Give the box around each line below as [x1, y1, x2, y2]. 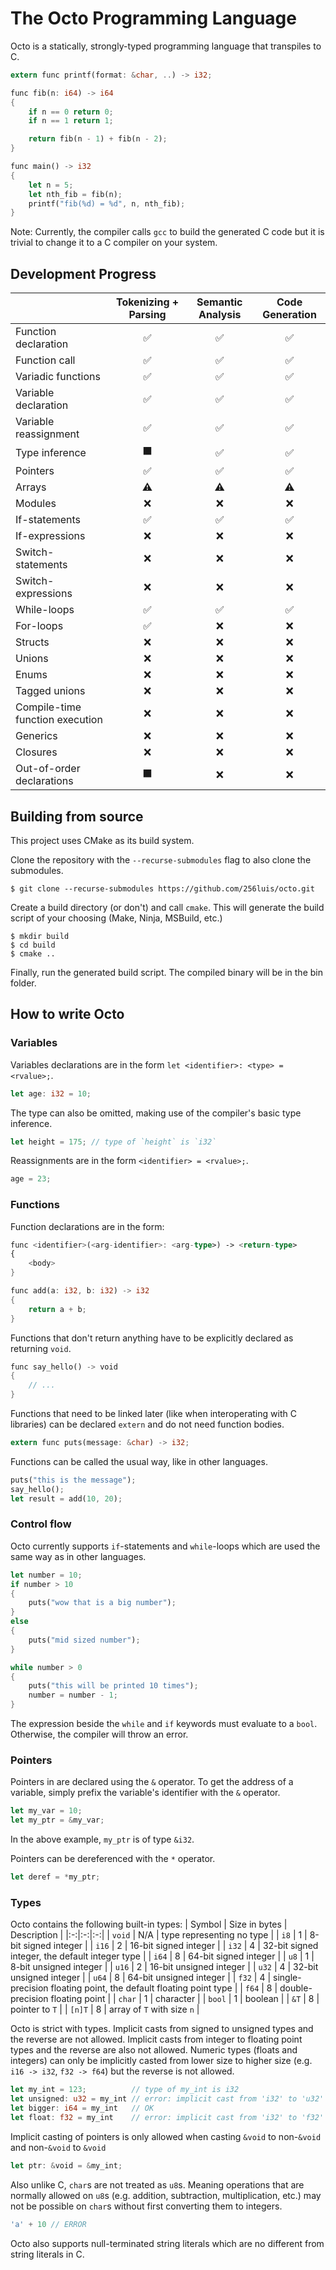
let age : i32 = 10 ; [10, 1088, 92, 1099]
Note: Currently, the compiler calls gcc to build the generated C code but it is [10, 226, 325, 238]
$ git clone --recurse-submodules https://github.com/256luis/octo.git [10, 883, 315, 894]
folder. [10, 977, 37, 989]
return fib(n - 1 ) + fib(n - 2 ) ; [28, 134, 168, 144]
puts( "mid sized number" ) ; [28, 1635, 141, 1645]
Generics [15, 729, 58, 743]
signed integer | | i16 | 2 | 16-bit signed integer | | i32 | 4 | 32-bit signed [23, 1940, 319, 1952]
